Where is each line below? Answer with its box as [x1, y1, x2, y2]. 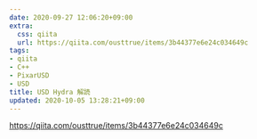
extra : [9, 21, 34, 30]
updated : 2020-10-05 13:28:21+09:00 [9, 95, 145, 105]
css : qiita [17, 29, 58, 38]
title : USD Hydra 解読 [9, 87, 91, 96]
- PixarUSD [9, 71, 50, 80]
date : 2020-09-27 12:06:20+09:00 [9, 12, 133, 22]
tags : [9, 46, 29, 55]
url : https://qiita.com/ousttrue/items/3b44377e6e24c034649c [17, 37, 249, 47]
